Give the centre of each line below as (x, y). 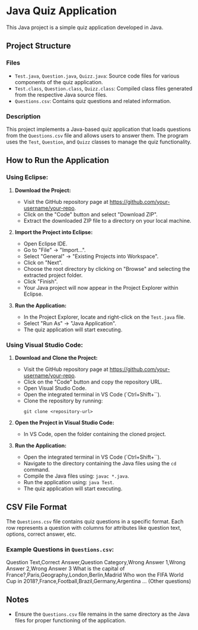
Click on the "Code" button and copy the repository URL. (93, 382)
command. (37, 469)
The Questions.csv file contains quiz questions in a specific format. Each (95, 521)
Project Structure (39, 46)
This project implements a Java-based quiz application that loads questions (99, 129)
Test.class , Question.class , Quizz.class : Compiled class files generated (103, 88)
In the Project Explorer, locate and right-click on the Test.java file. (104, 317)
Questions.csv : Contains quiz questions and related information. (93, 101)
